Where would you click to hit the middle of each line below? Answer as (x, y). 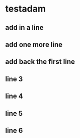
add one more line (34, 44)
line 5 (14, 113)
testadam (26, 9)
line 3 (14, 79)
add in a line (24, 28)
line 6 (14, 130)
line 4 (14, 96)
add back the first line (40, 62)
